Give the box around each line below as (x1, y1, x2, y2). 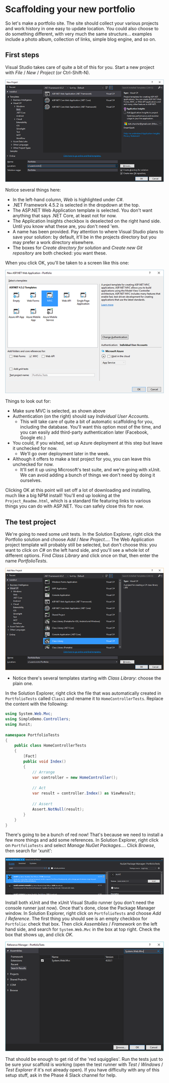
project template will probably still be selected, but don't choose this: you (5, 542, 157, 548)
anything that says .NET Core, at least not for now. (12, 212, 117, 218)
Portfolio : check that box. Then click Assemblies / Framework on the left (5, 921, 157, 927)
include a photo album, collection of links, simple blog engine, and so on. (5, 36, 156, 42)
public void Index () (23, 759, 66, 764)
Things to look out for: (5, 398, 51, 404)
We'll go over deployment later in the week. (20, 451, 110, 457)
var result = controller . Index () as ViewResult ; (32, 791, 136, 796)
